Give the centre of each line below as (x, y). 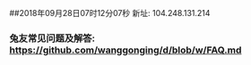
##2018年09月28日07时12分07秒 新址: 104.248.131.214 (110, 13)
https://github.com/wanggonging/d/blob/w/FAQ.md (125, 50)
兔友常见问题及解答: (52, 38)
